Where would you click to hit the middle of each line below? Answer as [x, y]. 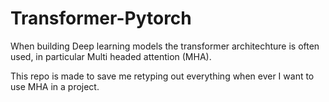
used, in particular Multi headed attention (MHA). [111, 56]
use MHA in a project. [55, 86]
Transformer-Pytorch [101, 18]
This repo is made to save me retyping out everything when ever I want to [162, 76]
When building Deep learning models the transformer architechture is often [165, 46]
